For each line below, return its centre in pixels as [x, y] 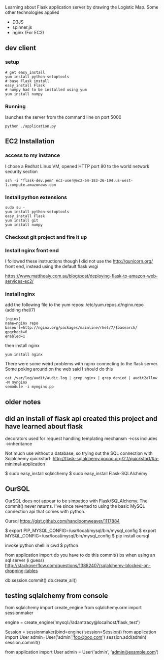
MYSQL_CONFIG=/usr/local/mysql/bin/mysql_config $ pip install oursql [77, 535]
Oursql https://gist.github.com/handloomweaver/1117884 [62, 521]
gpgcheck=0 [16, 332]
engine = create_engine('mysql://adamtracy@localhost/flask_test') [73, 622]
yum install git [22, 220]
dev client [20, 48]
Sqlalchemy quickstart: [28, 458]
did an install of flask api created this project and [81, 419]
